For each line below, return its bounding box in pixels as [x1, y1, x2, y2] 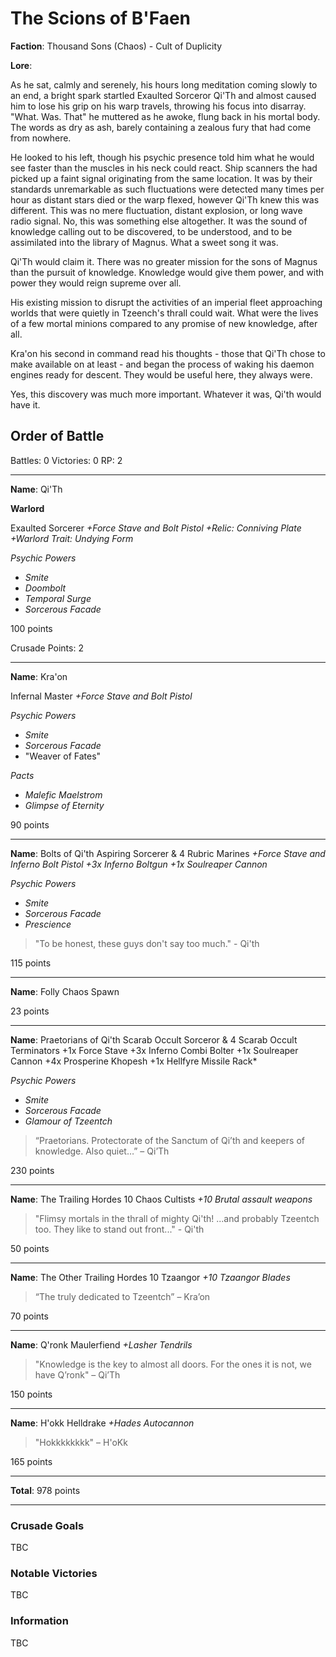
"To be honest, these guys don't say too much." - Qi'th [34, 937, 260, 949]
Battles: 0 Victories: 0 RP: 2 [10, 454, 123, 466]
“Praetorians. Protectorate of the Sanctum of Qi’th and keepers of [34, 1134, 305, 1146]
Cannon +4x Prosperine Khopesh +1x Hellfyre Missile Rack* [10, 1055, 258, 1067]
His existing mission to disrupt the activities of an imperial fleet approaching [10, 296, 323, 308]
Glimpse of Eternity [24, 799, 105, 811]
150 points [10, 1388, 53, 1400]
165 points [10, 1455, 53, 1467]
